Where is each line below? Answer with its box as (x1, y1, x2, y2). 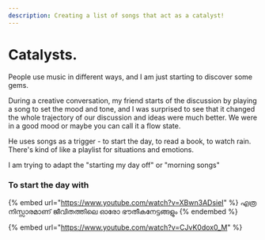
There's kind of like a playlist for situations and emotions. (8, 144, 195, 154)
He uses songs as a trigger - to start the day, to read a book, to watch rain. (8, 136, 252, 146)
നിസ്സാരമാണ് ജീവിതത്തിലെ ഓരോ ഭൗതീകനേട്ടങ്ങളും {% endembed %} (8, 207, 239, 216)
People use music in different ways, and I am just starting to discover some (8, 72, 253, 82)
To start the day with (8, 180, 89, 191)
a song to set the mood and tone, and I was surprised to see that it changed (8, 104, 256, 113)
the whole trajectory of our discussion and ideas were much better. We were (8, 112, 258, 122)
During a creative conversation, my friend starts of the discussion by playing (8, 96, 257, 105)
